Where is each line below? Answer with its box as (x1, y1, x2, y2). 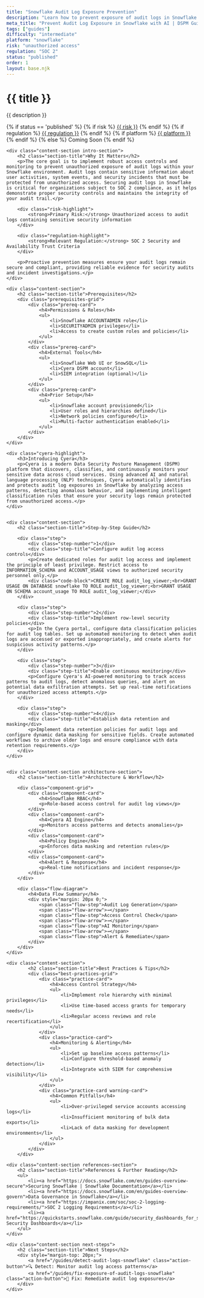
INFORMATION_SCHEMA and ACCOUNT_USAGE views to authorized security (6, 567, 183, 573)
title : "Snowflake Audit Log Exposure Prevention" (6, 8, 137, 15)
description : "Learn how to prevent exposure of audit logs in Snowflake (6, 15, 197, 21)
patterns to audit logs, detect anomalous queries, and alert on (6, 679, 175, 685)
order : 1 (6, 59, 29, 66)
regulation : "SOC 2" (6, 49, 59, 55)
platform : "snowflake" (6, 37, 64, 43)
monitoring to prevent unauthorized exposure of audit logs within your (6, 164, 194, 170)
